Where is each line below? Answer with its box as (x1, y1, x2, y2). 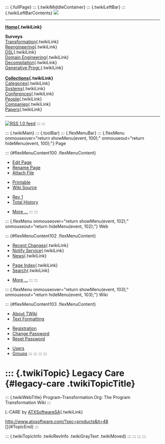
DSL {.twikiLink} (5, 49, 36, 55)
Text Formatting (12, 316, 45, 321)
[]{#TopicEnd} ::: (5, 423, 39, 429)
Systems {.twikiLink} (5, 86, 46, 91)
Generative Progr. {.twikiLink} (5, 65, 64, 71)
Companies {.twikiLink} (5, 101, 51, 107)
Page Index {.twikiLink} (12, 262, 58, 268)
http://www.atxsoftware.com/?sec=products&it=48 (5, 419, 109, 424)
